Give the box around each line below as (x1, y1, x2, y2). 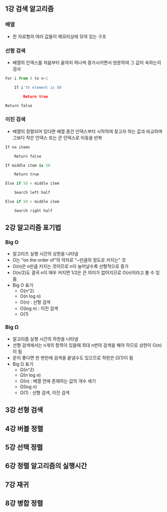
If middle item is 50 (5, 163, 51, 168)
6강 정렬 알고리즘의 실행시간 (5, 462, 87, 470)
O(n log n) (20, 293, 41, 299)
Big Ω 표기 (12, 361, 34, 367)
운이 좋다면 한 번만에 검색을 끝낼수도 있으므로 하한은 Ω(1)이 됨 (12, 355, 133, 361)
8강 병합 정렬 (5, 499, 44, 507)
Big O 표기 (12, 282, 34, 288)
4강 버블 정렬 (5, 424, 44, 433)
